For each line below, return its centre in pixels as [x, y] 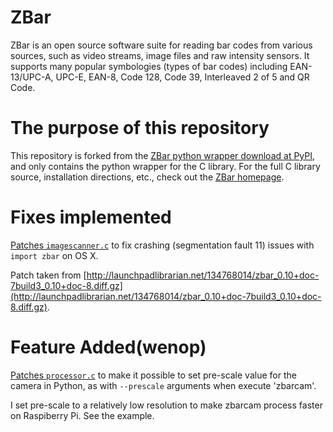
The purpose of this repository [140, 128]
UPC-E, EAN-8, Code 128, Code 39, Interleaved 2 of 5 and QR [182, 77]
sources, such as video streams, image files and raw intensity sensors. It [160, 55]
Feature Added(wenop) [108, 347]
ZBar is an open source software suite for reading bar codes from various [161, 45]
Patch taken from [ [48, 275]
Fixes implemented [91, 217]
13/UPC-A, [32, 77]
